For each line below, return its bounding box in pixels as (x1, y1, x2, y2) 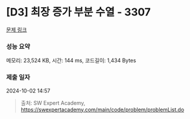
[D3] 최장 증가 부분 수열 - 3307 (6, 5, 151, 19)
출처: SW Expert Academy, (20, 99, 85, 107)
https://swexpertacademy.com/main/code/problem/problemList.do (20, 106, 185, 113)
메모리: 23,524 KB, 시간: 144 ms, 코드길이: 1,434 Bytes (6, 57, 137, 64)
